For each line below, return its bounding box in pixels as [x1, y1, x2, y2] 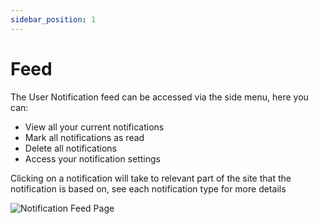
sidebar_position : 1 [10, 14, 97, 25]
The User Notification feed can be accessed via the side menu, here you [10, 91, 309, 103]
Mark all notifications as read [24, 131, 145, 143]
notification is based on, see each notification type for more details [10, 182, 287, 195]
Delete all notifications [24, 142, 117, 154]
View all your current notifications [24, 121, 165, 133]
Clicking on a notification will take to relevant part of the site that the [10, 172, 292, 184]
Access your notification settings [24, 152, 161, 165]
